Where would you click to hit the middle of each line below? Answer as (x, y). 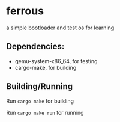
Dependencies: (35, 47)
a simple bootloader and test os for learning (60, 28)
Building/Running (40, 86)
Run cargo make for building (40, 101)
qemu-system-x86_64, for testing (56, 61)
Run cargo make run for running (45, 112)
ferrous (25, 11)
